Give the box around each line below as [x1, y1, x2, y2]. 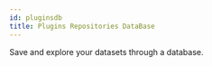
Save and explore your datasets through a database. [9, 46, 204, 57]
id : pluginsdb [9, 13, 63, 23]
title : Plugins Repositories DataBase [9, 22, 155, 31]
